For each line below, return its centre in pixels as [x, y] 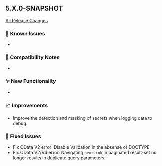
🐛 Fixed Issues [23, 136]
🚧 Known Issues [25, 33]
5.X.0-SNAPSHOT [34, 8]
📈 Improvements [27, 105]
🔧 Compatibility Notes [32, 57]
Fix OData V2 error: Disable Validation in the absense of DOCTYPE [81, 147]
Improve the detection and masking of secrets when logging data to [83, 118]
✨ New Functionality [31, 81]
